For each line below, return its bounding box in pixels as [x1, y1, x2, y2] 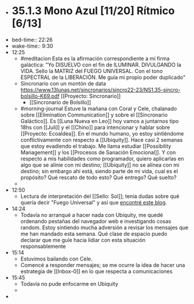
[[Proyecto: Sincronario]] [61, 92, 121, 100]
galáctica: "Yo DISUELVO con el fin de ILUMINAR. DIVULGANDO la [20, 61, 182, 68]
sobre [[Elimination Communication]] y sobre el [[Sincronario [20, 111, 168, 118]
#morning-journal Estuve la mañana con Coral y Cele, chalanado [20, 105, 178, 112]
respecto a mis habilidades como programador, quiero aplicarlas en [20, 155, 184, 162]
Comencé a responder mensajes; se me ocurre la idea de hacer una [20, 261, 185, 269]
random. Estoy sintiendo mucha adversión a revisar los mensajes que [20, 224, 189, 231]
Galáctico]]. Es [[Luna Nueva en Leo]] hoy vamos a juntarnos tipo [20, 117, 179, 124]
